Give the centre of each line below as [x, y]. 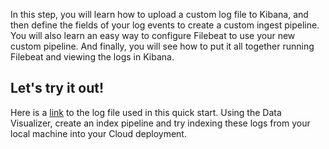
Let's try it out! [57, 88]
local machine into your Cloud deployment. [98, 133]
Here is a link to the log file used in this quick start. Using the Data [146, 112]
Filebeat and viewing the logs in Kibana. [92, 57]
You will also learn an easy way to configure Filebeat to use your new [153, 35]
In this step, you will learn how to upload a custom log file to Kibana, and [159, 14]
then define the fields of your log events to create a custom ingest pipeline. [165, 25]
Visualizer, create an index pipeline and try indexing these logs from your [160, 123]
